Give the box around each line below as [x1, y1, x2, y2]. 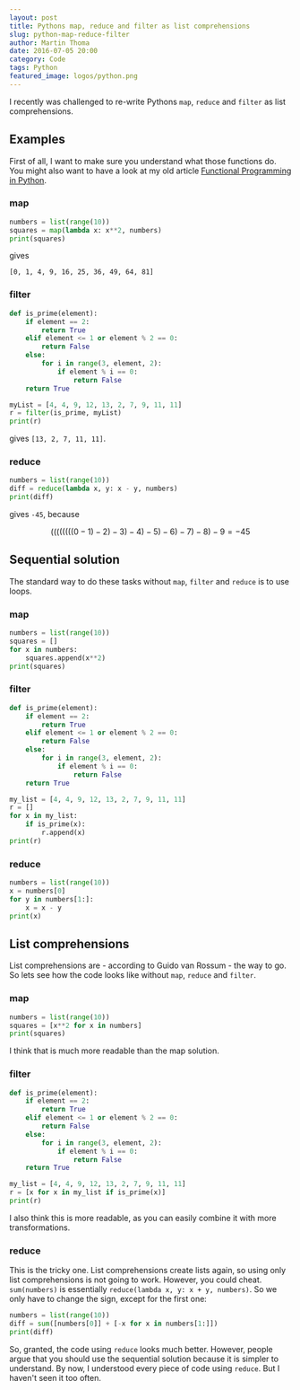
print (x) [9, 911, 42, 920]
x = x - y [25, 903, 63, 912]
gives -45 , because [9, 509, 81, 520]
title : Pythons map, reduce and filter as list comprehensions [9, 22, 251, 31]
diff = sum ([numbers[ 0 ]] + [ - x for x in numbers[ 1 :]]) [9, 1319, 219, 1329]
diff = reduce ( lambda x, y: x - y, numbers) [9, 484, 178, 494]
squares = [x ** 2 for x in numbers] [9, 1021, 142, 1030]
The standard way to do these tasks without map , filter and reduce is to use [9, 576, 289, 586]
